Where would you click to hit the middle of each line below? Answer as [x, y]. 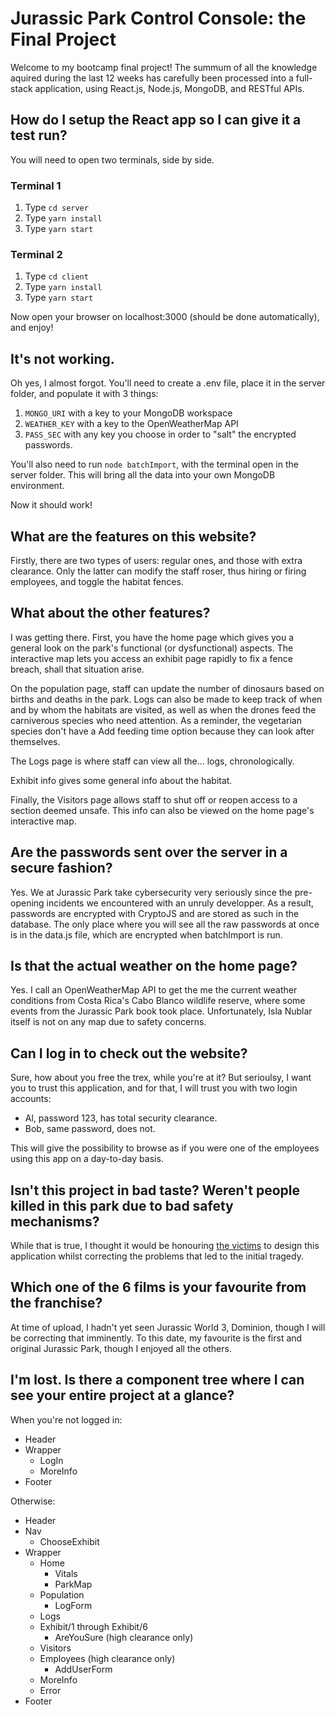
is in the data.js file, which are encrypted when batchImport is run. [146, 934]
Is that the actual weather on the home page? [154, 965]
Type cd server [56, 208]
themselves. [35, 741]
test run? [39, 135]
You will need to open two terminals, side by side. [112, 159]
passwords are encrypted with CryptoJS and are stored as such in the [155, 913]
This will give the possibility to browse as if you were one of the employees [165, 1148]
